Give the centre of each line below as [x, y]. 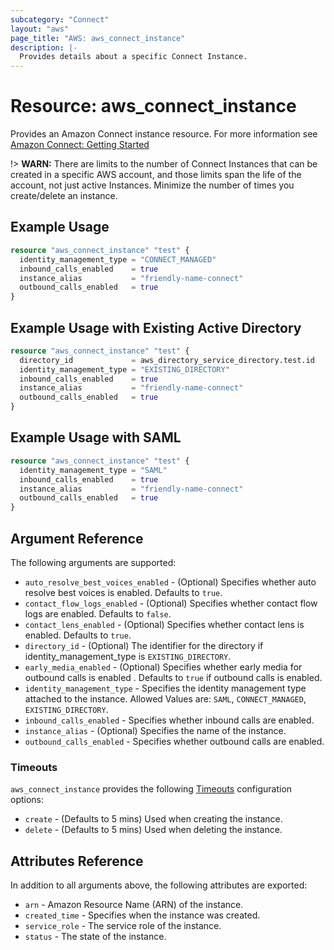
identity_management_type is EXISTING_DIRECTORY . [128, 656]
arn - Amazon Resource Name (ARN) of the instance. [134, 905]
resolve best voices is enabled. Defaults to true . [123, 592]
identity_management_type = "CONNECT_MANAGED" [118, 259]
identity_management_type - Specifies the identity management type [165, 688]
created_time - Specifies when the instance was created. [142, 915]
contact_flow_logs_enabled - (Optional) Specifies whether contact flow [171, 603]
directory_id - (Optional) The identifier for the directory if [144, 645]
